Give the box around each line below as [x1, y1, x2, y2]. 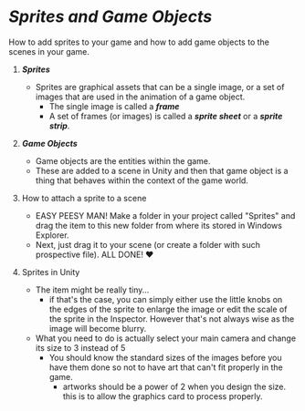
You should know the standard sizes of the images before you [48, 352, 282, 363]
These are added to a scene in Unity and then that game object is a [35, 165, 289, 176]
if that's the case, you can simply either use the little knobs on [48, 293, 283, 304]
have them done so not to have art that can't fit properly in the [48, 362, 284, 373]
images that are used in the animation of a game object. [35, 91, 246, 102]
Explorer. [35, 230, 69, 241]
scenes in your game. [8, 46, 90, 57]
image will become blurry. [48, 323, 147, 334]
